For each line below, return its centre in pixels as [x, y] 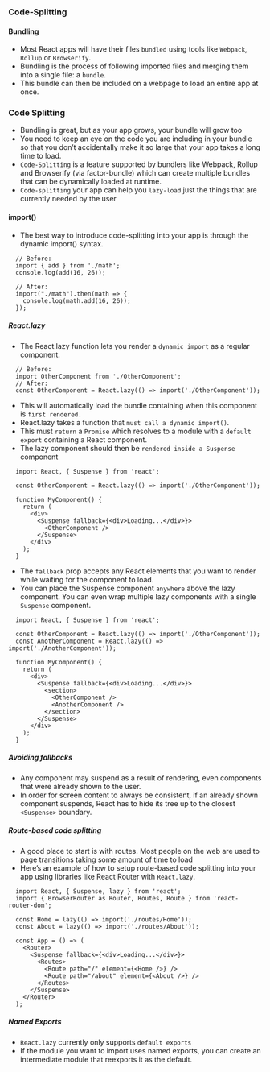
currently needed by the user [68, 199]
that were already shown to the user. [80, 786]
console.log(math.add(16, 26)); [77, 300]
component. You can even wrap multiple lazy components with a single [138, 596]
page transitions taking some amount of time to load [106, 859]
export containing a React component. [83, 439]
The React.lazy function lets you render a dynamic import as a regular [135, 346]
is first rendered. [51, 414]
